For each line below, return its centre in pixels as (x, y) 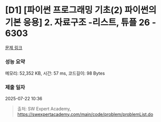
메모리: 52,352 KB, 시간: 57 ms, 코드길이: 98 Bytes (55, 73)
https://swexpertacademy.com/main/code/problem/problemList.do (85, 114)
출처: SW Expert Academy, (44, 109)
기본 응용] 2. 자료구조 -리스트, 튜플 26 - (81, 22)
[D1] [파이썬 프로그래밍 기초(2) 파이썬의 (81, 10)
